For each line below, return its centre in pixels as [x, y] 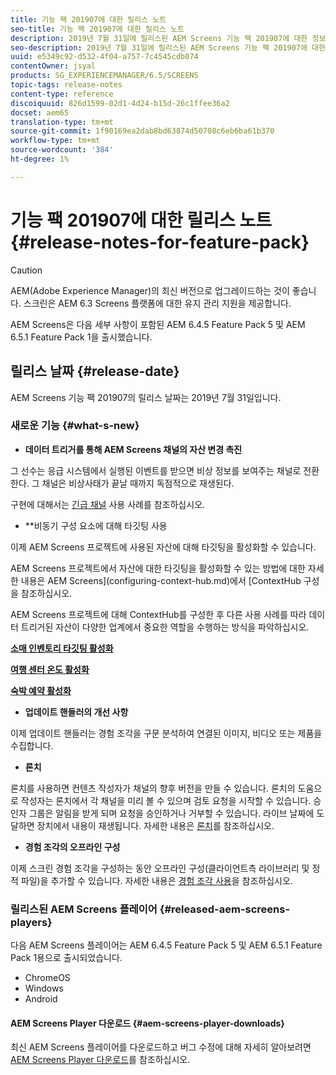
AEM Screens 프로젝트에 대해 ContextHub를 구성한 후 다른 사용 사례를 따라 [158, 614]
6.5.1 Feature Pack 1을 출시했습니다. [81, 337]
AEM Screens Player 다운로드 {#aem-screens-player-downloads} [147, 1023]
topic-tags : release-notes [66, 85]
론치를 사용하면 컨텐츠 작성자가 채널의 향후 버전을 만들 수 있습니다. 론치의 [153, 788]
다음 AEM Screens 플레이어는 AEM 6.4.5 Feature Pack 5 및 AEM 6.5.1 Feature [166, 945]
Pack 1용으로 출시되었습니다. [66, 958]
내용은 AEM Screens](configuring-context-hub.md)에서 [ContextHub [161, 580]
